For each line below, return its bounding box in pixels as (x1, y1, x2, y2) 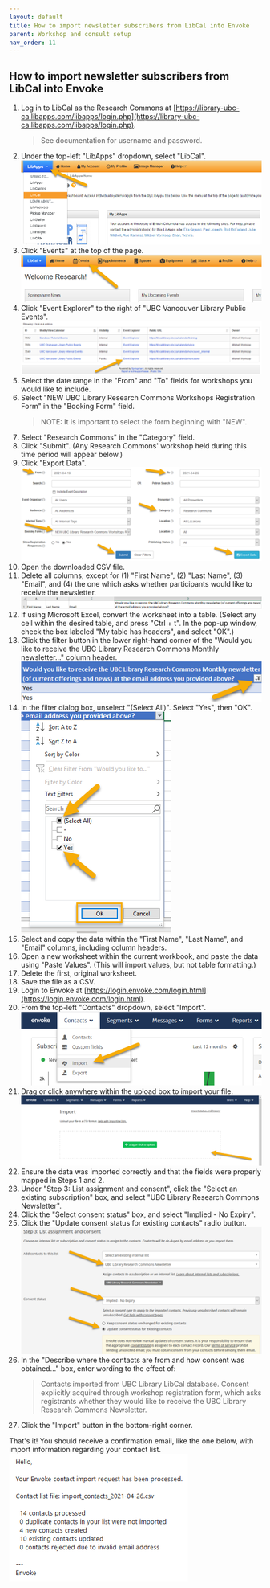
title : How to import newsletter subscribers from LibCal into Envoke (9, 21, 250, 30)
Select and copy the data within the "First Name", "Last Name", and (20, 934, 244, 943)
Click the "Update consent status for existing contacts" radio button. (20, 1218, 247, 1228)
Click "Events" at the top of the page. (20, 246, 144, 256)
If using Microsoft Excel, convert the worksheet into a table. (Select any (20, 610, 257, 620)
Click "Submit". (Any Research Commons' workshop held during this (20, 441, 247, 451)
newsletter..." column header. (20, 653, 118, 662)
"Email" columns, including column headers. (20, 943, 167, 952)
